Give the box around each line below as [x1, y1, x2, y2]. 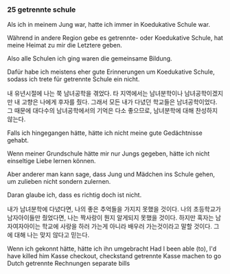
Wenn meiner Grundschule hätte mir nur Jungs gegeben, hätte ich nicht [7, 149, 210, 158]
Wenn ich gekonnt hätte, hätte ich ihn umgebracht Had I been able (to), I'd [7, 244, 217, 253]
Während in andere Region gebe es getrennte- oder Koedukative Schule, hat [7, 34, 223, 42]
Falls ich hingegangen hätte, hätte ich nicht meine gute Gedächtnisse [7, 129, 203, 137]
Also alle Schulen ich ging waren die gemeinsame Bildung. [7, 54, 173, 63]
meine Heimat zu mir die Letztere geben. [7, 41, 122, 50]
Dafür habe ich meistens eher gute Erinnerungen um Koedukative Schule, [7, 67, 215, 76]
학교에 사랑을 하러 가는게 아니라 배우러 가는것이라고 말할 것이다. [42, 222, 213, 231]
